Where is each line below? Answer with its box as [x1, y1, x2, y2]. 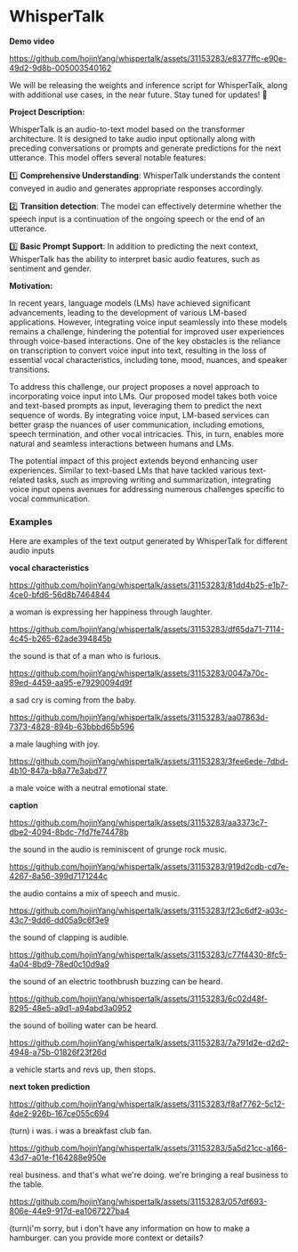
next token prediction [9, 1082, 91, 1092]
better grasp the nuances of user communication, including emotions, [9, 419, 265, 430]
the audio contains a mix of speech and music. [9, 888, 181, 899]
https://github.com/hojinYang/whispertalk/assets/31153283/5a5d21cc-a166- [9, 1143, 287, 1154]
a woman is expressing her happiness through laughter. [9, 606, 213, 617]
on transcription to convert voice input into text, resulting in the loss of [9, 345, 267, 356]
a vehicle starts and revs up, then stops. [9, 1064, 156, 1075]
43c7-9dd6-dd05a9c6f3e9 [9, 915, 109, 926]
